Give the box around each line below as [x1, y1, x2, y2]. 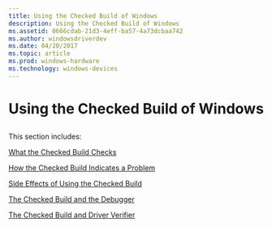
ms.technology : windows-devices [8, 65, 118, 73]
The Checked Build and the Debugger [8, 195, 136, 204]
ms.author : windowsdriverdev [8, 34, 107, 43]
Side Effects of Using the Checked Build [8, 179, 142, 189]
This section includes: [8, 131, 82, 142]
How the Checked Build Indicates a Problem [8, 163, 156, 173]
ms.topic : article [8, 49, 71, 58]
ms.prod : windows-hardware [8, 58, 100, 66]
